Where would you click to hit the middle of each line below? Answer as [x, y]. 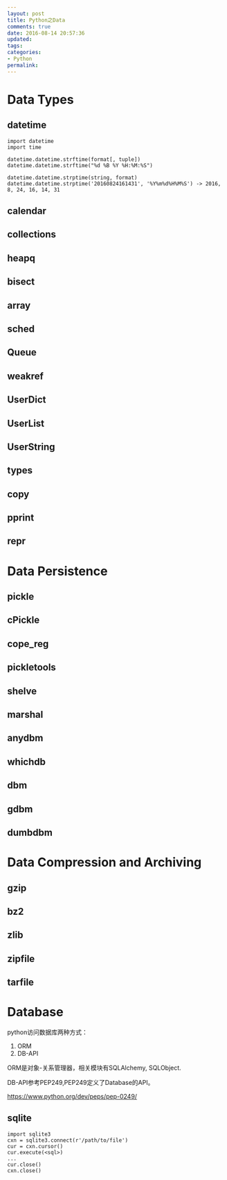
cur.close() [24, 1164]
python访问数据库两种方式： [47, 1032]
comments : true [29, 26]
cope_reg [28, 644]
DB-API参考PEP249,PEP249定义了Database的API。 [81, 1083]
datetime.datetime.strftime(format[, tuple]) [74, 159]
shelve [22, 691]
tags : [15, 46]
